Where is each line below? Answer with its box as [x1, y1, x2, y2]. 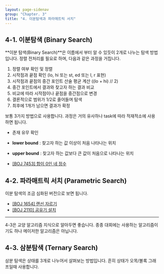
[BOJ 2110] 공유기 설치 [12, 207, 56, 213]
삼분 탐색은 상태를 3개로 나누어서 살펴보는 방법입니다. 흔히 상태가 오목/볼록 [5, 257, 147, 263]
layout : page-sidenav [5, 7, 49, 12]
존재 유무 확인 [12, 130, 39, 136]
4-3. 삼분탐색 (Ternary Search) [5, 244, 98, 252]
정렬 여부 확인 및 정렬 [12, 66, 53, 72]
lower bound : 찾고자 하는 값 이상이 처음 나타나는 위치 [12, 140, 116, 146]
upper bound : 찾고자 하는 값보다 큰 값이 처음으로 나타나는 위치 [12, 150, 134, 157]
